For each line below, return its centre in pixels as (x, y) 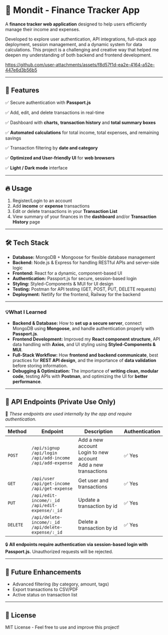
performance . (27, 381)
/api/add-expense (52, 463)
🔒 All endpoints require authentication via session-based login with (77, 544)
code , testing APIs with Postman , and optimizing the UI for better (80, 376)
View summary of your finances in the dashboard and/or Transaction (84, 216)
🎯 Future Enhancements (43, 572)
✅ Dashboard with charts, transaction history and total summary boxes (80, 122)
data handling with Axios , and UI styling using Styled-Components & (84, 344)
